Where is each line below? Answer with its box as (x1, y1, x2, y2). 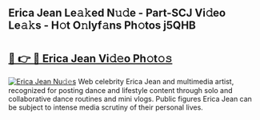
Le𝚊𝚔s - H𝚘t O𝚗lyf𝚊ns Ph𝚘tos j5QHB (8, 19, 196, 33)
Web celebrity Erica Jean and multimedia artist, (78, 77, 234, 86)
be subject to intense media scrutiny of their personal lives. (8, 103, 204, 112)
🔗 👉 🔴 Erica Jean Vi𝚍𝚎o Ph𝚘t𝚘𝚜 (8, 52, 173, 65)
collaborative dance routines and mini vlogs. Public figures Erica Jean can (8, 95, 252, 103)
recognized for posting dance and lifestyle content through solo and (8, 86, 234, 95)
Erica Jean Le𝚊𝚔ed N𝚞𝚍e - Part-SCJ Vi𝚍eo (8, 6, 226, 20)
